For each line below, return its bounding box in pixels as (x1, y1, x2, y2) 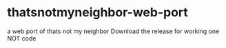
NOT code (7, 34, 37, 42)
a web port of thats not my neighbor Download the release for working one (7, 27, 220, 35)
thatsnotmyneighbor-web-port (7, 5, 188, 20)
